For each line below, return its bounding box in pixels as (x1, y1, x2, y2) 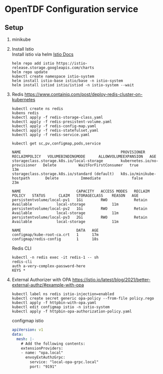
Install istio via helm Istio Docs (11, 51, 74, 57)
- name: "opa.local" (21, 350, 63, 356)
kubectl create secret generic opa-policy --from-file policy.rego (11, 296, 154, 301)
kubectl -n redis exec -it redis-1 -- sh (11, 255, 99, 260)
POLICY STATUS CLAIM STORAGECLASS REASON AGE (11, 193, 139, 198)
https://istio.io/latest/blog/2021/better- (72, 277, 151, 283)
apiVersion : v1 (11, 327, 44, 332)
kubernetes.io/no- (120, 158, 159, 163)
